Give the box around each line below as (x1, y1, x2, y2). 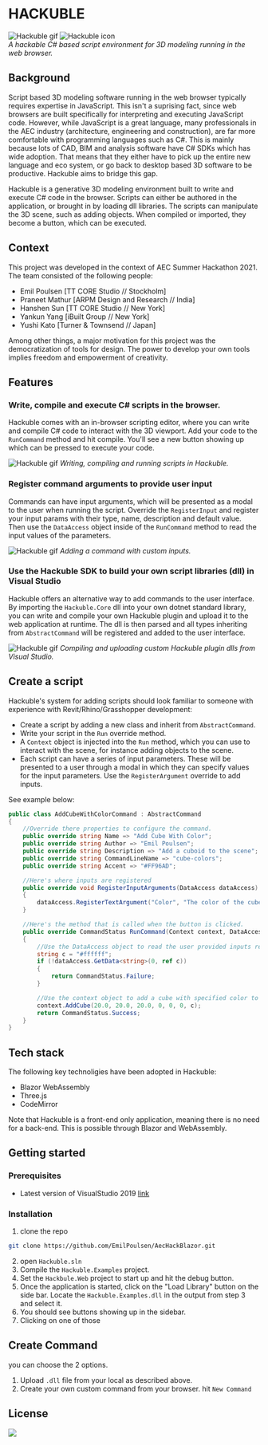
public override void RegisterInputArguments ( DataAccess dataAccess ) (22, 884, 259, 892)
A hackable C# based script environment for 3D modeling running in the (8, 39, 246, 49)
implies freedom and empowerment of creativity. (8, 352, 169, 362)
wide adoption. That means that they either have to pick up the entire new (8, 152, 251, 161)
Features (8, 376, 53, 389)
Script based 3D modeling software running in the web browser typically (8, 93, 246, 102)
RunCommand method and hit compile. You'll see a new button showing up (8, 435, 245, 444)
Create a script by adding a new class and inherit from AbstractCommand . (19, 719, 256, 730)
